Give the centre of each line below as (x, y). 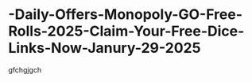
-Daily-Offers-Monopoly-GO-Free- (125, 15)
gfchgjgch (25, 69)
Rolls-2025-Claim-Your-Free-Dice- (126, 31)
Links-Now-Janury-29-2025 (105, 48)
